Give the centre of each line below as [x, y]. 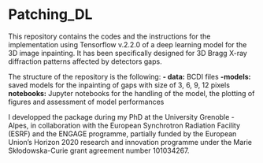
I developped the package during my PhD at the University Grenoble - [121, 117]
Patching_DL [50, 15]
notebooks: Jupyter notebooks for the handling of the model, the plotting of [131, 93]
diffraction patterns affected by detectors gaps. [85, 61]
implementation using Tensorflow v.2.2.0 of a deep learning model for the [128, 44]
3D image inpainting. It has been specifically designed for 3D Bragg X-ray [128, 53]
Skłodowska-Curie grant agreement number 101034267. [99, 150]
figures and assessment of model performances [86, 102]
